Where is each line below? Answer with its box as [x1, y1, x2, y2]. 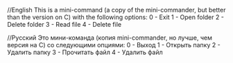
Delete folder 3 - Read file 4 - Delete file [7, 21, 122, 28]
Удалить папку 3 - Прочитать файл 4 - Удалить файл [7, 48, 163, 56]
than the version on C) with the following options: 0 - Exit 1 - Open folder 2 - [7, 13, 224, 21]
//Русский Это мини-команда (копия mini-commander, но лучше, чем [7, 34, 213, 42]
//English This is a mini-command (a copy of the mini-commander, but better [7, 6, 226, 14]
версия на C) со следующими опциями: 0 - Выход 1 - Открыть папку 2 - [7, 41, 221, 49]
